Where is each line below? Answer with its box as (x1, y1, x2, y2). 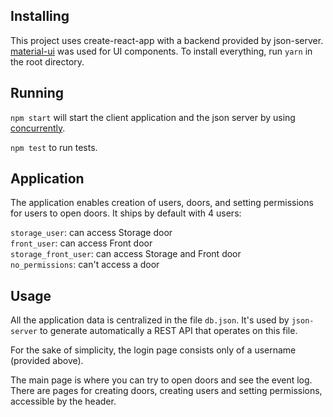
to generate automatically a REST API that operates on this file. (39, 325, 298, 337)
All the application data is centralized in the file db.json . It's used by (10, 314, 290, 326)
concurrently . (10, 122, 66, 134)
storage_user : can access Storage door (10, 227, 173, 239)
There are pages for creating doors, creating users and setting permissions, (10, 385, 323, 397)
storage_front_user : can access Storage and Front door (10, 248, 242, 260)
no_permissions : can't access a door (10, 259, 160, 271)
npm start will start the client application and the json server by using (10, 111, 296, 123)
